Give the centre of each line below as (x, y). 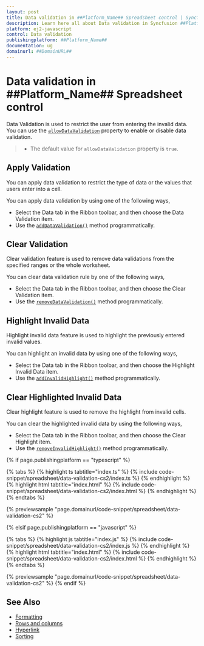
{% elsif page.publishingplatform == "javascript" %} (71, 527)
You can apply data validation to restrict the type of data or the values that (99, 182)
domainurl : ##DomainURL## (39, 52)
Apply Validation (39, 168)
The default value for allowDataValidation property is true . (104, 149)
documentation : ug (29, 46)
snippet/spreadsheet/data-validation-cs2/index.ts (69, 478)
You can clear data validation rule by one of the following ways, (86, 277)
